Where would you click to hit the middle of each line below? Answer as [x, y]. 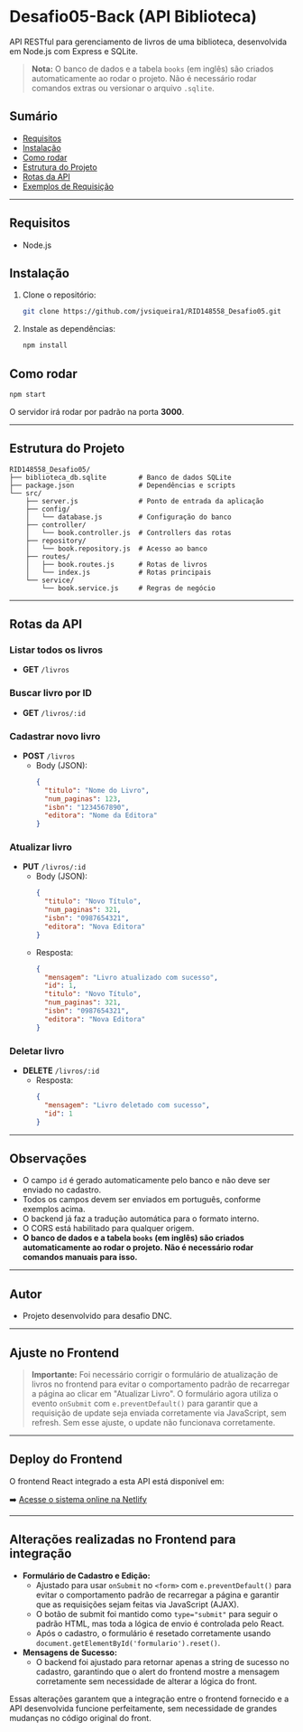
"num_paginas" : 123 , [83, 799]
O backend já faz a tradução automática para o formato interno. [141, 1219]
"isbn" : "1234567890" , [87, 807]
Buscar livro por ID [51, 693]
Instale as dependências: [69, 329]
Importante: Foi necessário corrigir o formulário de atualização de [155, 1374]
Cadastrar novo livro [55, 736]
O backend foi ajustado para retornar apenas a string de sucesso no [163, 1661]
